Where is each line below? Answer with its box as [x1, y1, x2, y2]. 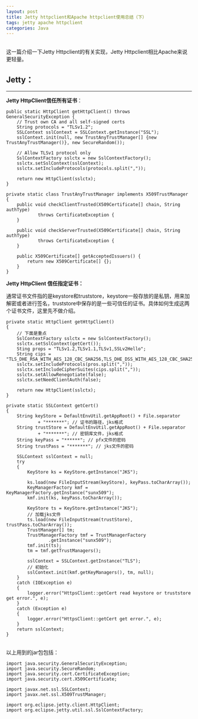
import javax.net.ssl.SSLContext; [6, 687, 91, 692]
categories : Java [6, 25, 49, 31]
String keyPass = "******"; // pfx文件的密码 [16, 437, 126, 443]
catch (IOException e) [16, 580, 72, 586]
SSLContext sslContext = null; [16, 454, 94, 460]
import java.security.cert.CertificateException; [6, 671, 131, 677]
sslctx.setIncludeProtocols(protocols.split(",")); [16, 166, 146, 172]
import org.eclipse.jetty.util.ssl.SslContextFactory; [6, 707, 144, 713]
